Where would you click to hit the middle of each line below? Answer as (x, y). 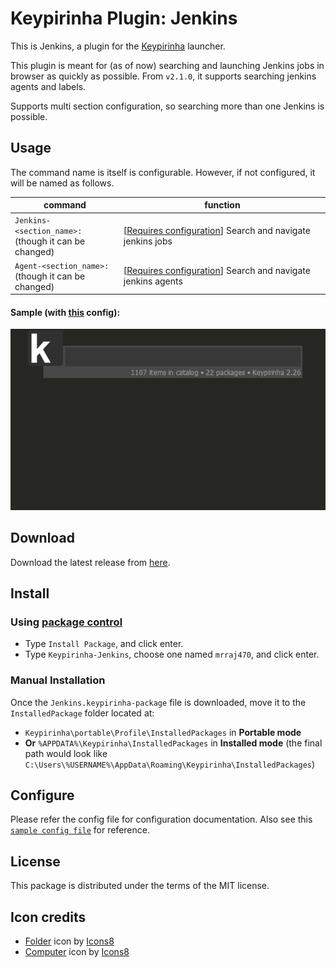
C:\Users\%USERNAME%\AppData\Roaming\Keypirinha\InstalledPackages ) (170, 764)
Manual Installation (58, 680)
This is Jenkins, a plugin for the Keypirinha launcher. (118, 46)
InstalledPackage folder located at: (82, 713)
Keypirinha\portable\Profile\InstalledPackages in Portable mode (163, 732)
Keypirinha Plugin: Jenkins (124, 18)
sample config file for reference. (80, 830)
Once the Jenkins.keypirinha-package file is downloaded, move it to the (158, 702)
